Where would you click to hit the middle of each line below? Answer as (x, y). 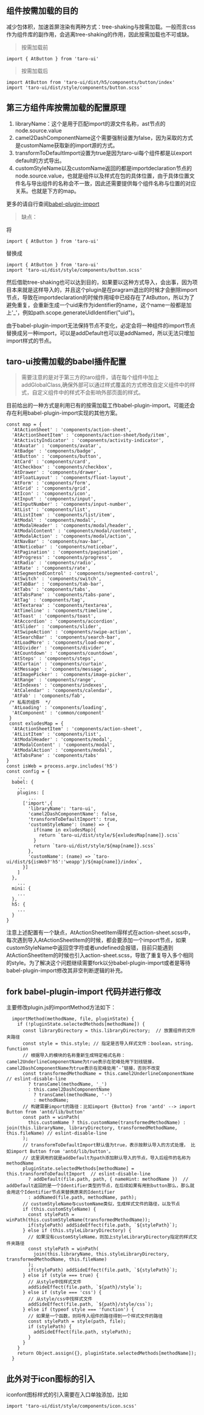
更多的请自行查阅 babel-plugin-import (53, 204)
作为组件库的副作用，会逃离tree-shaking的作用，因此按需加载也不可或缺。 (99, 34)
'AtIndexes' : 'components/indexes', (59, 685)
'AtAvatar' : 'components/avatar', (57, 446)
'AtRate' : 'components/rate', (51, 568)
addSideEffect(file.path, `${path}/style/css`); (91, 1304)
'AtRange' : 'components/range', (54, 680)
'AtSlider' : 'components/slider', (57, 627)
